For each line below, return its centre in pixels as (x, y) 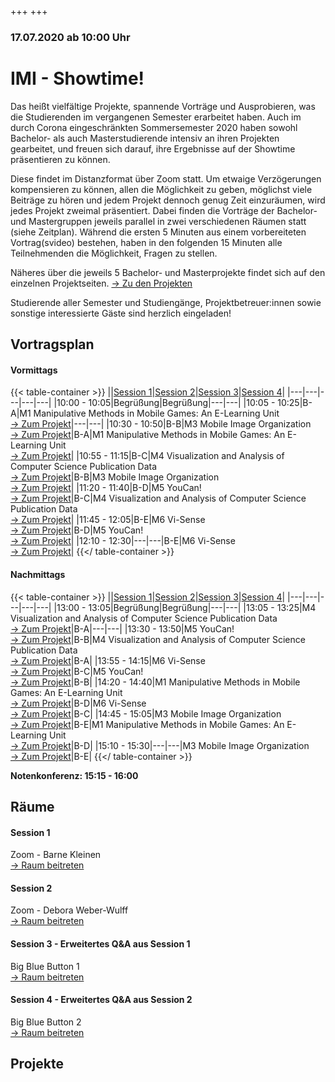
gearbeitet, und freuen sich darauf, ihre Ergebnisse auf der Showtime (153, 148)
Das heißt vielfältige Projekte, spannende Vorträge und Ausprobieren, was (163, 106)
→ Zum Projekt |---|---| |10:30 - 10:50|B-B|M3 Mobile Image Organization (161, 424)
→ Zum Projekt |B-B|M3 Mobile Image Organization (115, 477)
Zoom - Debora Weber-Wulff (69, 910)
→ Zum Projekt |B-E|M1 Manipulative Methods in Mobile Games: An (147, 724)
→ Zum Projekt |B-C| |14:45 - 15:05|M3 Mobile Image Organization (146, 713)
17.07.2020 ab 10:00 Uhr (70, 37)
